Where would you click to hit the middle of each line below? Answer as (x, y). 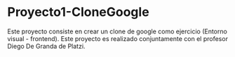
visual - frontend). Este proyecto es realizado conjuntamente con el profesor (117, 38)
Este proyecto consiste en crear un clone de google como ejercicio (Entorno (117, 31)
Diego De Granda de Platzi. (46, 46)
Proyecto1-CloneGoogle (78, 12)
